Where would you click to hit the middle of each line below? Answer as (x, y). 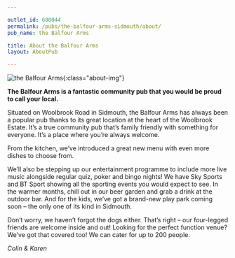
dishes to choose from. (41, 156)
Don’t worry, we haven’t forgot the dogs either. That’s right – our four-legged (118, 220)
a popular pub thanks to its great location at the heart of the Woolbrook (110, 120)
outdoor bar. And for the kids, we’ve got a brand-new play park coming (110, 199)
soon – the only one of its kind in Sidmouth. (69, 206)
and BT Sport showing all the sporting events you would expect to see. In (113, 184)
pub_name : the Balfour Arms (48, 33)
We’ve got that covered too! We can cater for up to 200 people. (99, 235)
